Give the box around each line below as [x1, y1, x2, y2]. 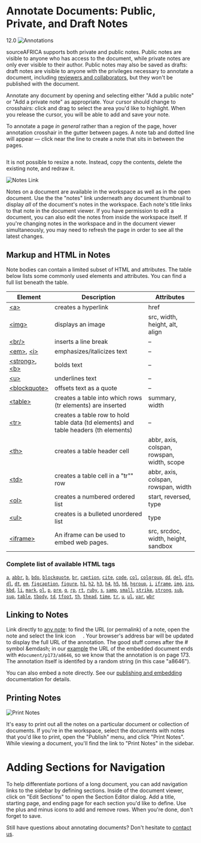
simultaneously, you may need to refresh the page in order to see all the [6, 226, 184, 233]
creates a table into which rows [54, 394, 142, 402]
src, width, [148, 313, 178, 321]
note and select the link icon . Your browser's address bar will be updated [6, 632, 194, 639]
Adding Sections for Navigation [6, 760, 166, 774]
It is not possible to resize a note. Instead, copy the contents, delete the [6, 158, 182, 165]
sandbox [148, 542, 173, 550]
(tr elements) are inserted [54, 401, 127, 409]
